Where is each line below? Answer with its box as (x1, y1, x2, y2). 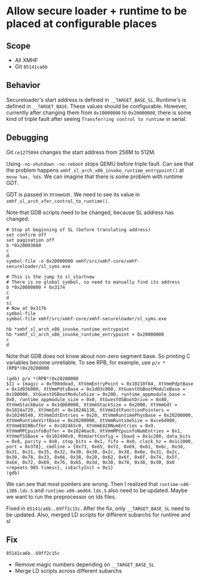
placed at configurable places (6, 17, 157, 31)
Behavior (6, 80, 41, 90)
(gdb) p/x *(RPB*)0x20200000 (6, 375, 79, 381)
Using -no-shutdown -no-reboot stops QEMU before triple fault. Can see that (6, 160, 194, 167)
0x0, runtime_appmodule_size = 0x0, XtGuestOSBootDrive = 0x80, (6, 396, 170, 402)
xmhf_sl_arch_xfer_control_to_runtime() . (6, 197, 110, 204)
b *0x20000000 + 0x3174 (6, 284, 66, 290)
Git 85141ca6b (14, 63, 48, 70)
